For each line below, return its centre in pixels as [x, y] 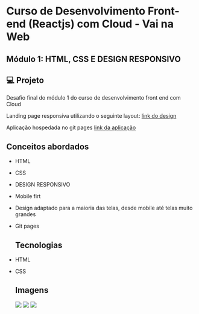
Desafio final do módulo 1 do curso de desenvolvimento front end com [93, 98]
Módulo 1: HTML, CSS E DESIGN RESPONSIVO [93, 59]
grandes [25, 214]
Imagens [32, 290]
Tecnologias [39, 245]
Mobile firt [28, 196]
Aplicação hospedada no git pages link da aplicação [71, 127]
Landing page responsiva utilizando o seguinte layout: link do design [91, 116]
